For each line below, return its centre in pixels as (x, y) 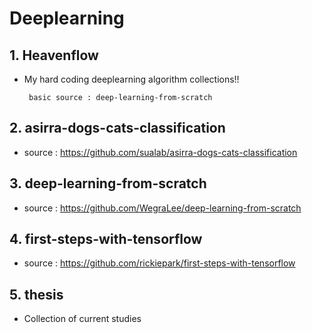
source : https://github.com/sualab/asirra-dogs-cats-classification (160, 152)
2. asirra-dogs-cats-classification (117, 128)
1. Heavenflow (54, 55)
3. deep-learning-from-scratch (108, 183)
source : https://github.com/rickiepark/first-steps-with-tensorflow (159, 263)
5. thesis (36, 294)
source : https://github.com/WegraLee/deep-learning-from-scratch (162, 208)
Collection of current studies (82, 319)
